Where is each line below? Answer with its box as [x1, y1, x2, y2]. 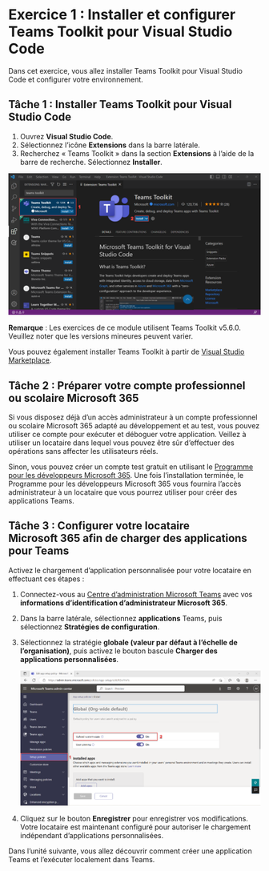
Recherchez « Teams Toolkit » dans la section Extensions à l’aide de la [19, 148, 255, 158]
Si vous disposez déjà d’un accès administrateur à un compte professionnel [8, 412, 258, 422]
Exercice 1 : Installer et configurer [8, 6, 236, 24]
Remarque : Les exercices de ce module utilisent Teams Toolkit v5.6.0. [8, 323, 242, 333]
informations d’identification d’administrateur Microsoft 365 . [19, 598, 228, 608]
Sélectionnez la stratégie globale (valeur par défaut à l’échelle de [19, 637, 238, 647]
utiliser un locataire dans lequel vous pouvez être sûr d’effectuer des [8, 438, 235, 448]
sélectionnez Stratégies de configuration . [19, 622, 160, 632]
